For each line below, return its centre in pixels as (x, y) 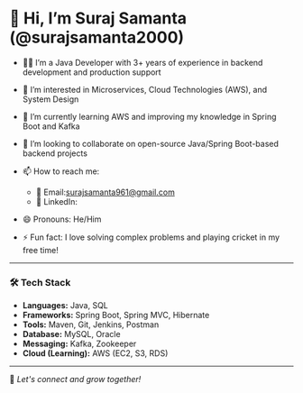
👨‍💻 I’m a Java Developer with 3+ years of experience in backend (142, 62)
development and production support (92, 72)
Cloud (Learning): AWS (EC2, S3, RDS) (95, 353)
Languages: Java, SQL (65, 306)
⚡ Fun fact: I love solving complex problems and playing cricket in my (151, 237)
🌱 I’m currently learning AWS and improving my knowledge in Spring (149, 116)
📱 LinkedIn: (57, 201)
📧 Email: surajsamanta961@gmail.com (106, 192)
